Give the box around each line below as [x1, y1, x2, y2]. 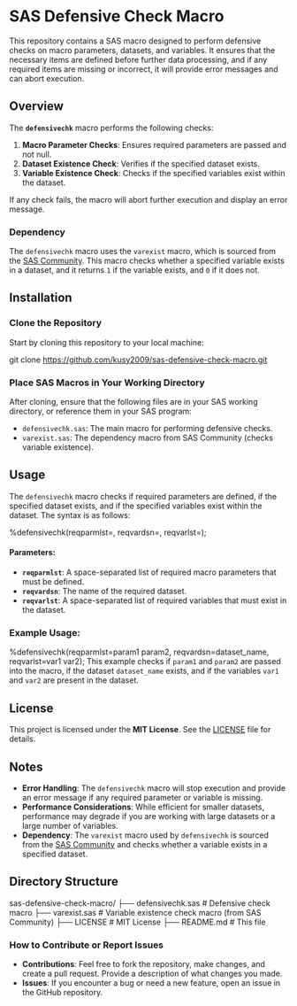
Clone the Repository [9, 317, 103, 329]
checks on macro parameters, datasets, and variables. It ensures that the [9, 44, 276, 55]
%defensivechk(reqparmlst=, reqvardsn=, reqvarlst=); [9, 527, 207, 538]
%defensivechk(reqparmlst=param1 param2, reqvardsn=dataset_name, [9, 646, 270, 657]
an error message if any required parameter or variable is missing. [21, 792, 263, 802]
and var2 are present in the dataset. [9, 675, 140, 685]
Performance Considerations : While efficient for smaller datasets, [21, 801, 265, 812]
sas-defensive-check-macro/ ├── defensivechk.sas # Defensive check [9, 897, 271, 909]
